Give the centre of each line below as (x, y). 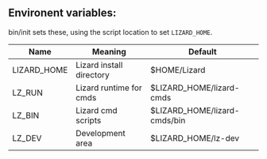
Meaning (109, 51)
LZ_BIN (26, 115)
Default (202, 51)
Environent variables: (62, 13)
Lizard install (99, 65)
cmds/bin (168, 120)
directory (92, 74)
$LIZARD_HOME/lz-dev (195, 138)
